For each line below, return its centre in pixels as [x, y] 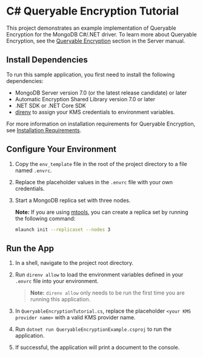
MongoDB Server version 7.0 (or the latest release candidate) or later [101, 93]
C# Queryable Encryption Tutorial [93, 11]
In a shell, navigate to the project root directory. [74, 263]
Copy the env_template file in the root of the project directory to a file [101, 164]
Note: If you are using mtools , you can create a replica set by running [102, 212]
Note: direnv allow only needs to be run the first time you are [107, 293]
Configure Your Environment [62, 149]
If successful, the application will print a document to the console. [97, 347]
